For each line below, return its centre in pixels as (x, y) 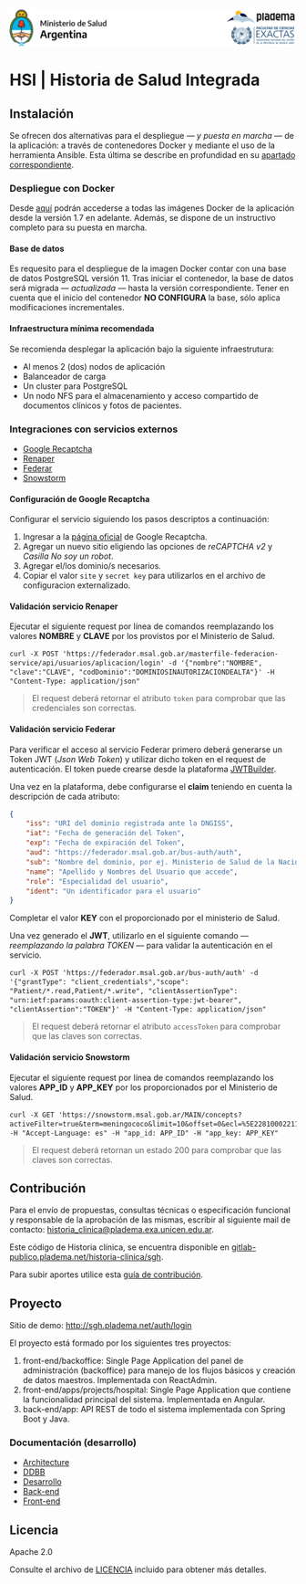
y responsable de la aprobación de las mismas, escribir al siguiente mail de (150, 1220)
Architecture (46, 1463)
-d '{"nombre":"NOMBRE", (215, 663)
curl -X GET (32, 1115)
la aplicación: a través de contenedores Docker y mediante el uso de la (143, 145)
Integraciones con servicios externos (94, 429)
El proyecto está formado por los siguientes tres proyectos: (121, 1343)
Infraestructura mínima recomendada (82, 329)
